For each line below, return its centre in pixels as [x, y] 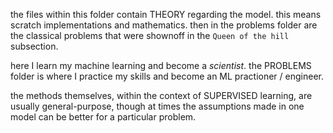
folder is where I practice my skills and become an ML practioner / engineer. [167, 76]
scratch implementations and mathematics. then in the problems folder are [164, 25]
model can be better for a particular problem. [103, 117]
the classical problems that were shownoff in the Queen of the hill [150, 35]
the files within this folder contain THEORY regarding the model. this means [166, 14]
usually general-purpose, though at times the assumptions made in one [157, 106]
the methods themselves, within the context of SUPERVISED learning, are [161, 95]
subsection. [34, 46]
